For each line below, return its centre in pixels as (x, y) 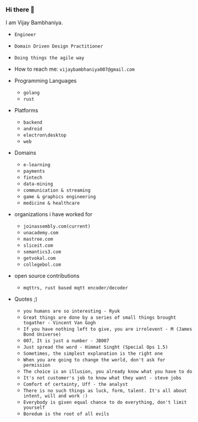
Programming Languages (45, 81)
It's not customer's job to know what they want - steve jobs (102, 378)
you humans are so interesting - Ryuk (71, 312)
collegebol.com (42, 265)
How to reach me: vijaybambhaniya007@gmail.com (74, 69)
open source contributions (47, 276)
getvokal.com (39, 258)
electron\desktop (45, 135)
